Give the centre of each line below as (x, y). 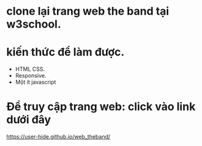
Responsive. (31, 76)
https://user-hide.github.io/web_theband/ (58, 137)
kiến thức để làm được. (65, 52)
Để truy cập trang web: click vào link (101, 107)
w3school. (34, 24)
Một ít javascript (36, 82)
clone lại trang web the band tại (88, 11)
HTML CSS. (30, 69)
